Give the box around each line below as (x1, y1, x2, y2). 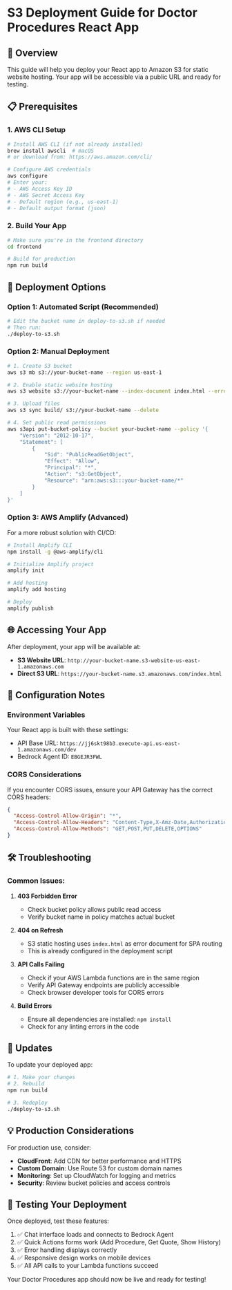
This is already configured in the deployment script (27, 946, 173, 955)
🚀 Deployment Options (7, 281, 106, 293)
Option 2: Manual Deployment (7, 347, 110, 357)
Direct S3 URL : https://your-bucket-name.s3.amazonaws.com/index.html (17, 669, 222, 677)
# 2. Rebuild (7, 1081, 45, 1087)
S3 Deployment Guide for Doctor (7, 5, 198, 21)
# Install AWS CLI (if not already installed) (7, 140, 144, 148)
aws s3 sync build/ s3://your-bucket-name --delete (7, 406, 159, 414)
